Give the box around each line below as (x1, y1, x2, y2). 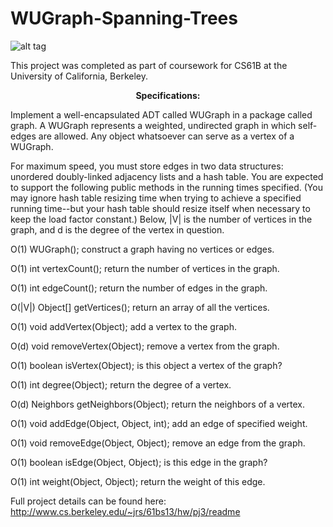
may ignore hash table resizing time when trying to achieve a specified (10, 192, 302, 204)
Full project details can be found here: (10, 495, 167, 507)
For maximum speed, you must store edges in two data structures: (10, 160, 284, 172)
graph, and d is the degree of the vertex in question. (10, 223, 225, 236)
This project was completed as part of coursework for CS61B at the (10, 59, 288, 71)
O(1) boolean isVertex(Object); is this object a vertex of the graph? (10, 359, 283, 371)
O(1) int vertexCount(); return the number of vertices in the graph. (10, 262, 280, 274)
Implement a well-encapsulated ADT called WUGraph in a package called (10, 108, 313, 121)
